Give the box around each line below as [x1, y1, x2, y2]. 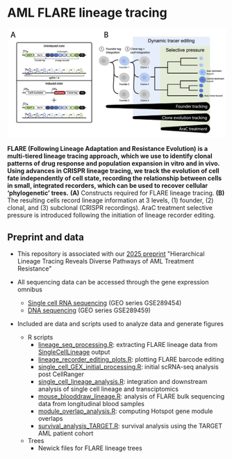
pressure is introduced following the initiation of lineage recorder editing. [7, 211, 216, 220]
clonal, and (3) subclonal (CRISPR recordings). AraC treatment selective [7, 204, 213, 212]
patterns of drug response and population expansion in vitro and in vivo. [7, 159, 220, 168]
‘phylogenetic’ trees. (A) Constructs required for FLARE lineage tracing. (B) [7, 189, 225, 198]
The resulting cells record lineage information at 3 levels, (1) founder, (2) [7, 196, 214, 204]
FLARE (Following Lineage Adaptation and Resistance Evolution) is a [7, 145, 208, 153]
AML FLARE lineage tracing [7, 5, 168, 21]
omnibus [17, 285, 43, 293]
